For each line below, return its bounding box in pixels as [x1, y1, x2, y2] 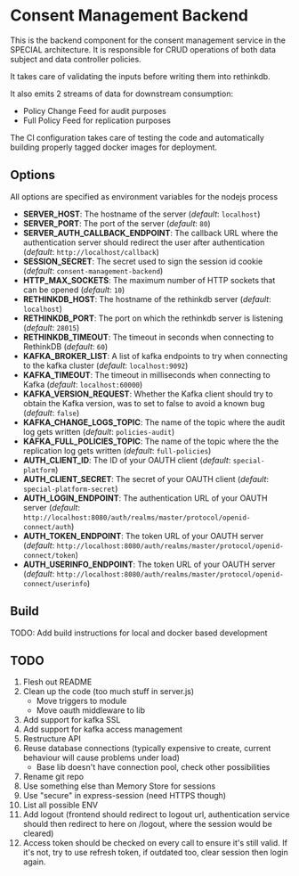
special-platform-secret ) [22, 483, 118, 494]
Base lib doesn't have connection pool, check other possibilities [36, 762, 271, 773]
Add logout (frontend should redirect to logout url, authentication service [22, 809, 290, 820]
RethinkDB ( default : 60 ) [22, 340, 109, 352]
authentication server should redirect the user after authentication [22, 237, 265, 248]
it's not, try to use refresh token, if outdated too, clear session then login [22, 847, 288, 858]
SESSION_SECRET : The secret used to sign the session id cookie [22, 256, 263, 266]
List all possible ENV [22, 799, 99, 811]
